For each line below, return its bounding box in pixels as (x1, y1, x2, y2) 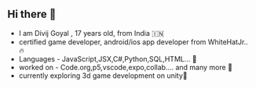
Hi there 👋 (7, 8, 57, 21)
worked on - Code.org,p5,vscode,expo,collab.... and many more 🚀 (18, 62, 233, 72)
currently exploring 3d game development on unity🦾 (18, 71, 188, 80)
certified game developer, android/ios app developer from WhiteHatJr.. (18, 37, 248, 47)
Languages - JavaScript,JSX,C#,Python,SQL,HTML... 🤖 (18, 54, 197, 63)
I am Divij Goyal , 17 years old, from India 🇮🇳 (18, 28, 164, 37)
